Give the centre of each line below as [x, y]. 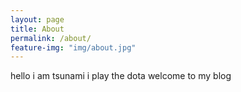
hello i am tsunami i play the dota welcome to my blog [121, 76]
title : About [37, 29]
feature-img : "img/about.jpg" [73, 47]
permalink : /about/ [51, 38]
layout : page [37, 19]
